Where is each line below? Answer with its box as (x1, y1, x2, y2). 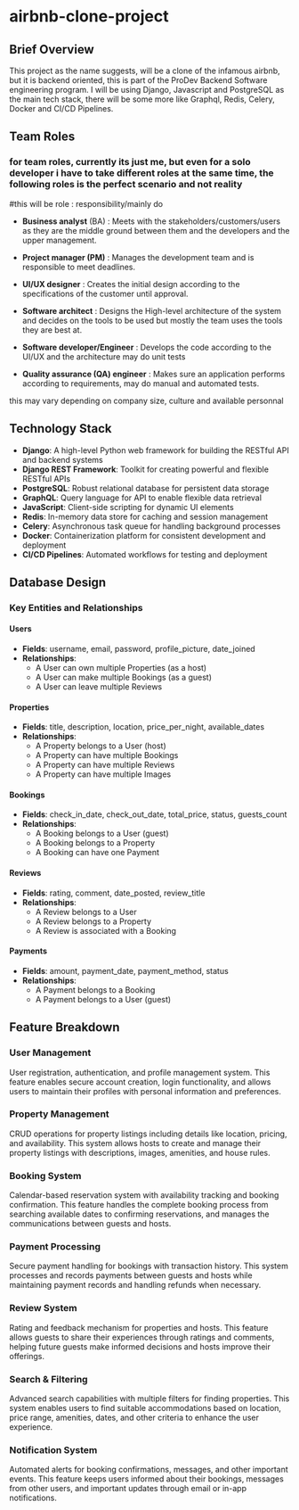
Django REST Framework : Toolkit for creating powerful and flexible (21, 464, 270, 474)
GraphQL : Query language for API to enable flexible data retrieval (21, 492, 263, 503)
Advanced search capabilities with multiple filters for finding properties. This (9, 1393, 290, 1404)
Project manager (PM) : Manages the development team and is (21, 252, 255, 262)
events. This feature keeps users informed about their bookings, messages (9, 1473, 285, 1484)
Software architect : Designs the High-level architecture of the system (21, 305, 282, 316)
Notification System (9, 1443, 98, 1456)
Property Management (9, 1108, 109, 1120)
